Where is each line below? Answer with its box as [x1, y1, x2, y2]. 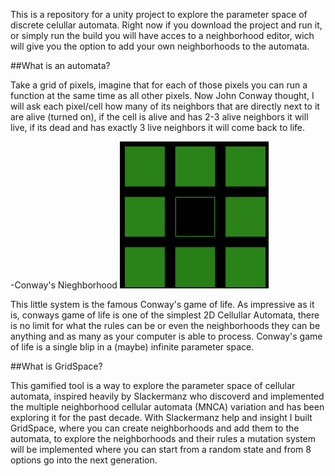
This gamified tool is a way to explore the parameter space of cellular [10, 380, 296, 391]
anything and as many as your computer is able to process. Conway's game [10, 330, 323, 342]
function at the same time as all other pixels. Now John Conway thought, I [10, 90, 315, 101]
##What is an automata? [10, 60, 111, 71]
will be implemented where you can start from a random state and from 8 [10, 444, 312, 455]
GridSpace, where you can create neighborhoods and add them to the [10, 422, 300, 434]
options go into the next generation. [10, 454, 158, 466]
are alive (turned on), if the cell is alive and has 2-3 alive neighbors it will [10, 111, 309, 123]
